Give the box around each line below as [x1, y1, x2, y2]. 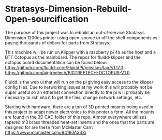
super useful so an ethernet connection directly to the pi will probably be [5, 89, 150, 95]
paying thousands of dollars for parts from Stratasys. [5, 40, 110, 45]
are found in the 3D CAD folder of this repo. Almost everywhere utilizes [5, 114, 147, 120]
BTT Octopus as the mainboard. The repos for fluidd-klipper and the [5, 54, 141, 60]
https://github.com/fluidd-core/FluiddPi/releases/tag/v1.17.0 [5, 64, 123, 70]
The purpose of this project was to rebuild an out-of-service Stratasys [5, 29, 145, 35]
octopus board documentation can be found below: [5, 59, 107, 65]
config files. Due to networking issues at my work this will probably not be [5, 84, 153, 90]
